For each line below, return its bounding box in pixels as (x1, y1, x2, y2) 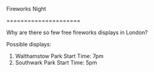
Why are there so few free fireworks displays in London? (6, 29, 148, 36)
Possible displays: (6, 41, 52, 48)
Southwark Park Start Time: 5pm (15, 59, 97, 66)
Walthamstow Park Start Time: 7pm (15, 52, 103, 60)
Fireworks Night (6, 5, 47, 12)
